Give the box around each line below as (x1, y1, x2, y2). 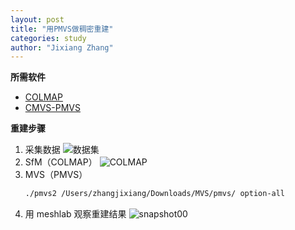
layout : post (10, 14, 65, 25)
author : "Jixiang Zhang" (10, 42, 114, 53)
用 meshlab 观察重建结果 (24, 208, 127, 220)
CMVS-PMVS (24, 102, 81, 114)
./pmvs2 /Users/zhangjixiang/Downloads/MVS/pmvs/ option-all (24, 189, 286, 199)
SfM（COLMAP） (24, 156, 98, 168)
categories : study (10, 33, 87, 43)
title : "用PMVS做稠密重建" (10, 24, 114, 34)
